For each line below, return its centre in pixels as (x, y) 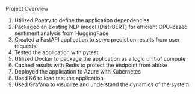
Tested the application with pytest (56, 52)
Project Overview (27, 9)
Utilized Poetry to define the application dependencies (82, 20)
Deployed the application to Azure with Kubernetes (77, 71)
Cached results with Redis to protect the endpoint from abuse (91, 65)
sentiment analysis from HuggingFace (61, 33)
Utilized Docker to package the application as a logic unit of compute (100, 59)
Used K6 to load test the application (59, 78)
